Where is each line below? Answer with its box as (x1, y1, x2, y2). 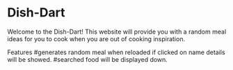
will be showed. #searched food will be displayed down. (7, 55, 168, 63)
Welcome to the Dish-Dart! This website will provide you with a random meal (7, 27, 227, 36)
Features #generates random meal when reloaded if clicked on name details (7, 48, 225, 56)
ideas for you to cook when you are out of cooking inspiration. (7, 34, 186, 43)
